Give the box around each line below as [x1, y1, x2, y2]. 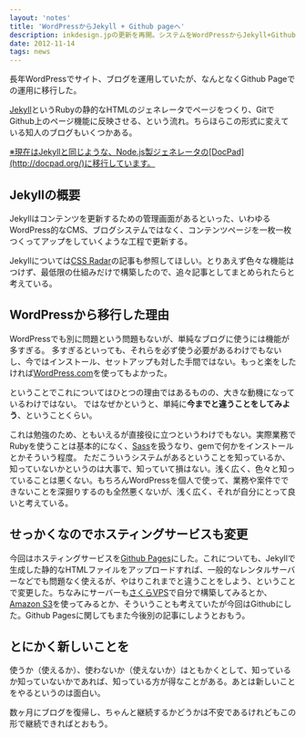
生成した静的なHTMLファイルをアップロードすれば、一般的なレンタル [9, 564, 272, 575]
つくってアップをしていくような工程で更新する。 [9, 235, 193, 246]
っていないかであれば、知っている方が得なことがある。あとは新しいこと [25, 676, 296, 687]
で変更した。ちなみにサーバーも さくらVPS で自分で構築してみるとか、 [9, 586, 272, 597]
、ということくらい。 [17, 410, 97, 420]
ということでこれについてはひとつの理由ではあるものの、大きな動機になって [9, 387, 296, 398]
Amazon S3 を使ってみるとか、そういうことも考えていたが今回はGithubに [9, 598, 284, 609]
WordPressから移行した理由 [9, 307, 170, 323]
